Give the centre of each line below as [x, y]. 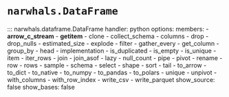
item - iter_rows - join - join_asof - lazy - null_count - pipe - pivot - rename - [115, 58]
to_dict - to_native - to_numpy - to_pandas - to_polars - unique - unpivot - [112, 72]
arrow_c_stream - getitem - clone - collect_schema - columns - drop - [108, 36]
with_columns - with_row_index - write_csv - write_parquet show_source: [111, 79]
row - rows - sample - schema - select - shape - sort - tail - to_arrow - [107, 65]
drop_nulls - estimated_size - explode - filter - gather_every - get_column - [113, 43]
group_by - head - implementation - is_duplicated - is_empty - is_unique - [112, 51]
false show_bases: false [41, 87]
